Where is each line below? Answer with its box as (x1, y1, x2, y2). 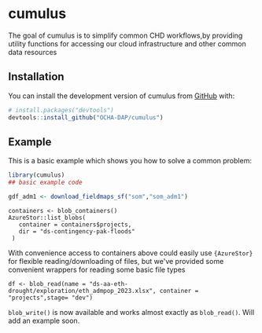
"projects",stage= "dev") (8, 294, 93, 302)
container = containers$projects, (18, 221, 132, 229)
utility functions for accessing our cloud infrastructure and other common (8, 38, 246, 48)
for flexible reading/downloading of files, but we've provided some (8, 256, 224, 265)
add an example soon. (8, 316, 80, 325)
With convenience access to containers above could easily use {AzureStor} (8, 248, 253, 258)
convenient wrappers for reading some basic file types (8, 265, 186, 274)
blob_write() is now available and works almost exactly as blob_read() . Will (8, 307, 255, 317)
